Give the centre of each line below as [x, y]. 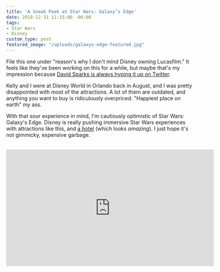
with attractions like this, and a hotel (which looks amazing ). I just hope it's [97, 129]
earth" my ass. [24, 104]
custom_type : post [29, 39]
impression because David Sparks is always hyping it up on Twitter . [88, 74]
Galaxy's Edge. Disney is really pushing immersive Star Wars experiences [96, 122]
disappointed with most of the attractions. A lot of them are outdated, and [96, 92]
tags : [13, 23]
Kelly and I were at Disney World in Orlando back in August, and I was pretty [99, 85]
